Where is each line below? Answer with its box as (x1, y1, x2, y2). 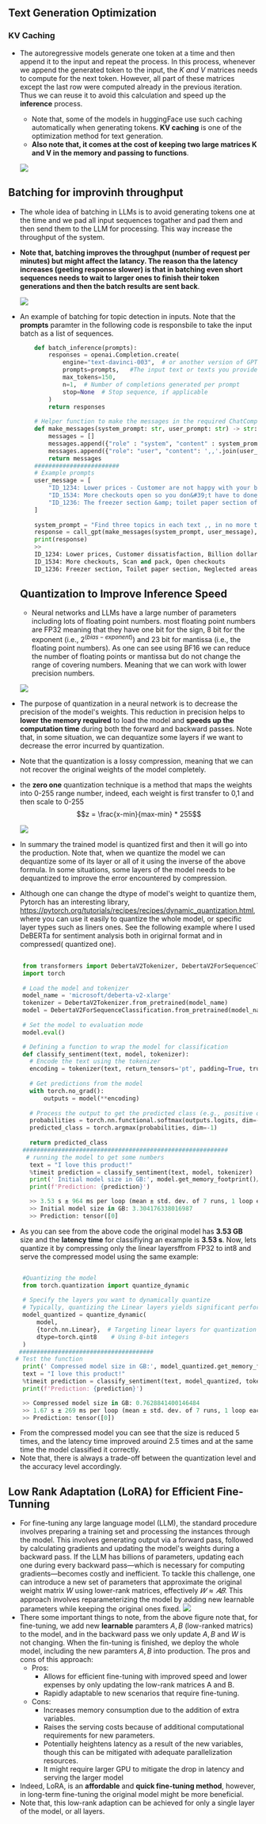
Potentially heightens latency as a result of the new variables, (43, 1739, 244, 1749)
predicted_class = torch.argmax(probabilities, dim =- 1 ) (28, 1124, 218, 1132)
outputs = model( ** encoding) (43, 1095, 140, 1102)
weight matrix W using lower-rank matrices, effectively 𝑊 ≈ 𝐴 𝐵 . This (19, 1586, 243, 1595)
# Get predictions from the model (28, 1079, 144, 1088)
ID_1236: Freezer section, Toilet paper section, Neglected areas (34, 565, 258, 573)
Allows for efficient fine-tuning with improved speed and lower (43, 1672, 248, 1681)
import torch (22, 969, 66, 977)
